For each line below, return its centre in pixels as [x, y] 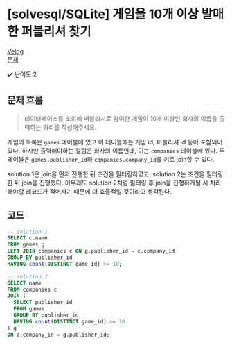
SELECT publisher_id [43, 303]
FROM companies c [32, 289]
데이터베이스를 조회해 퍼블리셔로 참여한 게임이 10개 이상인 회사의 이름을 [121, 118]
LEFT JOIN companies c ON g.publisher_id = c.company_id [91, 251]
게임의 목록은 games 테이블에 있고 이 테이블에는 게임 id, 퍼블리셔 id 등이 [103, 142]
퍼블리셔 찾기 [56, 32]
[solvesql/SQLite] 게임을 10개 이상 [103, 14]
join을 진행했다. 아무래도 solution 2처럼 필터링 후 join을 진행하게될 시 [115, 183]
